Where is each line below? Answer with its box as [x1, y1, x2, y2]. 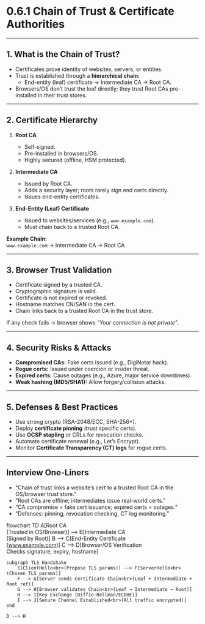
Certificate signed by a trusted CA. [15, 281, 103, 288]
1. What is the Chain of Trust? [6, 49, 120, 59]
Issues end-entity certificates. [24, 193, 100, 200]
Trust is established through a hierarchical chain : [15, 72, 140, 79]
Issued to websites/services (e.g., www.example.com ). [24, 216, 156, 224]
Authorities [6, 17, 65, 31]
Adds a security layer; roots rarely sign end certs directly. [24, 186, 169, 194]
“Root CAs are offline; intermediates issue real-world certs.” [15, 497, 166, 504]
